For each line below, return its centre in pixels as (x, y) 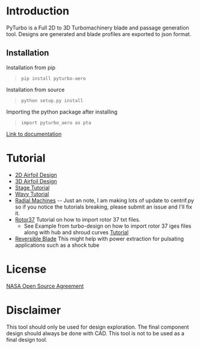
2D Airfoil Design (36, 175)
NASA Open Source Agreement (45, 286)
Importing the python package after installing (62, 112)
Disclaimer (34, 310)
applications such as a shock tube (57, 245)
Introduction (38, 11)
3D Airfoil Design (36, 181)
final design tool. (27, 339)
